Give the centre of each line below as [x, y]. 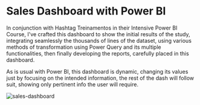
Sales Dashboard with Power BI [86, 11]
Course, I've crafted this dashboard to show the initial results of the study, [98, 34]
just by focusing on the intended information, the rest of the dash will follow [100, 78]
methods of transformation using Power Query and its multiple [84, 47]
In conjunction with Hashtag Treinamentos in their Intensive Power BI [92, 28]
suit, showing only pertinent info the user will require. [73, 84]
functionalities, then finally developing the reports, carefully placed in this [98, 53]
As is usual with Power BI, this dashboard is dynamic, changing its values [97, 71]
